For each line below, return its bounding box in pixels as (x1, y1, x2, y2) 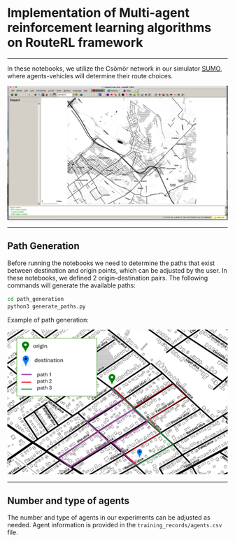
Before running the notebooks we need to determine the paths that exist (7, 259, 215, 267)
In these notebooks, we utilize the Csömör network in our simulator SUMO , (7, 64, 222, 73)
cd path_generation (7, 295, 64, 302)
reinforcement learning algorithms (7, 20, 212, 36)
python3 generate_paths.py (7, 303, 86, 310)
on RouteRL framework (7, 35, 143, 50)
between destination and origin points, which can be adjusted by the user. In (7, 266, 227, 274)
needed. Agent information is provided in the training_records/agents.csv (7, 521, 222, 529)
